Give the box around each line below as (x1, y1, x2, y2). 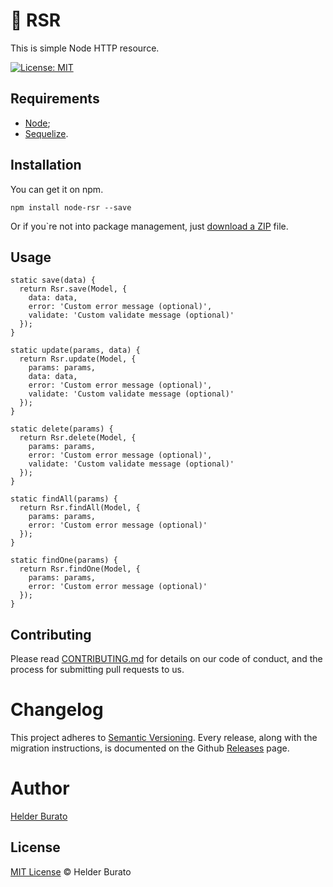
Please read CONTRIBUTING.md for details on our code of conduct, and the (10, 653, 323, 665)
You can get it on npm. (10, 183, 104, 195)
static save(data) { (10, 275, 97, 286)
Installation (10, 157, 82, 174)
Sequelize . (24, 127, 69, 139)
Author (10, 777, 70, 800)
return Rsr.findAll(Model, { (19, 503, 141, 513)
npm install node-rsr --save (10, 202, 132, 213)
